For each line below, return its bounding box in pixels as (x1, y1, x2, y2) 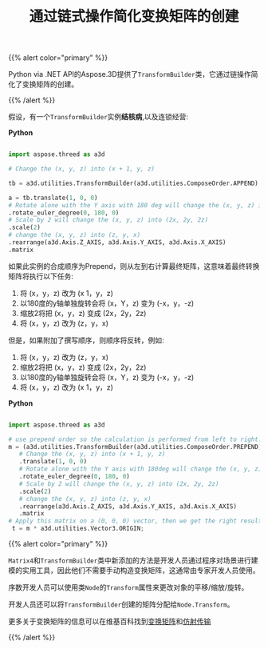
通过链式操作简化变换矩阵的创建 (29, 7, 239, 26)
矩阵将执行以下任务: (8, 271, 74, 281)
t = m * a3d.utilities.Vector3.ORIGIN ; (11, 525, 145, 533)
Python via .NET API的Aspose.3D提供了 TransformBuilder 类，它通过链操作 (8, 70, 251, 79)
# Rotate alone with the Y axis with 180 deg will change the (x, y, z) (8, 201, 255, 209)
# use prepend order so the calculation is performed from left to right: (8, 435, 262, 443)
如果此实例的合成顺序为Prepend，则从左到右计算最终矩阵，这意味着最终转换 (8, 261, 260, 270)
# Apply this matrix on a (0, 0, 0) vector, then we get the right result (8, 517, 262, 525)
